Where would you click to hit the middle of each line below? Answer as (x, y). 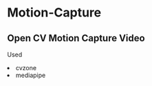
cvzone (26, 68)
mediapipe (31, 75)
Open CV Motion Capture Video (76, 38)
